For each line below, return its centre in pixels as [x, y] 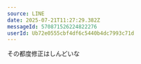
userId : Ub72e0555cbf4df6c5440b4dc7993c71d [71, 33]
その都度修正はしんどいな [44, 54]
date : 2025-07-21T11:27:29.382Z [54, 20]
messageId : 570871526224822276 [52, 26]
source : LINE [26, 14]
